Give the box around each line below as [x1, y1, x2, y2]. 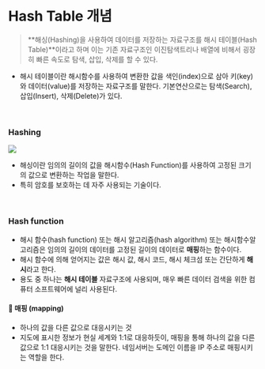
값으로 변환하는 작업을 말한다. [28, 171, 119, 180]
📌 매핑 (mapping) [8, 303, 65, 313]
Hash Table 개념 [8, 7, 112, 25]
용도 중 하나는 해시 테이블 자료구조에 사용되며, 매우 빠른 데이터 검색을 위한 [19, 274, 248, 284]
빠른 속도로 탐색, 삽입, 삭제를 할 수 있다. [36, 55, 158, 64]
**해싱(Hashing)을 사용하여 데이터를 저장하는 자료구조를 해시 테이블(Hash [27, 35, 257, 44]
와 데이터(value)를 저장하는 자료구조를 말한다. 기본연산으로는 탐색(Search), [19, 81, 252, 91]
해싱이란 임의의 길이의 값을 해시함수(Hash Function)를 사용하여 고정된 [19, 160, 237, 170]
